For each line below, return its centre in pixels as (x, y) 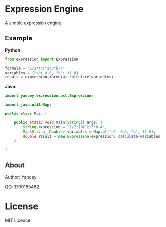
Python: (14, 50)
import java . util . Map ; (28, 105)
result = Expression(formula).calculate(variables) (59, 77)
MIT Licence (18, 220)
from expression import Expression (42, 59)
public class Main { (26, 113)
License (22, 207)
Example (19, 38)
